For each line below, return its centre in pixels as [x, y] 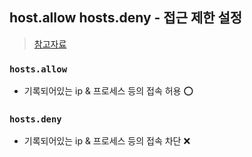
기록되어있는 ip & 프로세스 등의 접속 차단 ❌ [107, 141]
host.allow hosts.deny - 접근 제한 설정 [126, 18]
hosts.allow [38, 69]
